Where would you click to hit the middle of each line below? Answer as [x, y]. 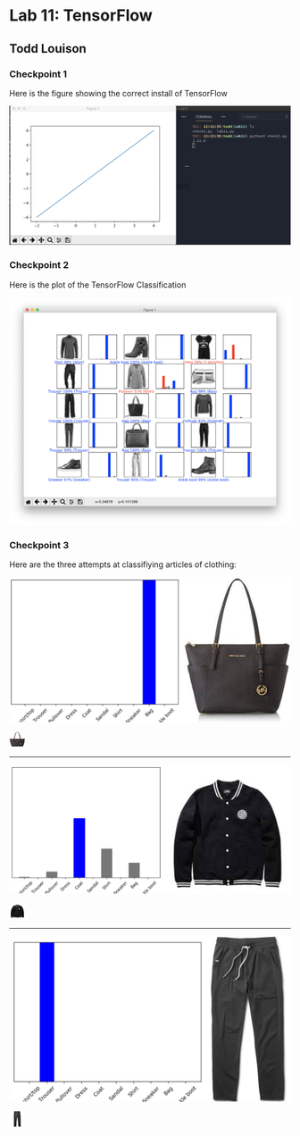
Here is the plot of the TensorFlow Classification [98, 284]
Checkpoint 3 [39, 545]
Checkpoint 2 [39, 265]
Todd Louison [48, 49]
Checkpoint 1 [38, 74]
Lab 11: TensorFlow [81, 16]
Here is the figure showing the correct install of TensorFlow [118, 93]
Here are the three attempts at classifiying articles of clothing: [123, 564]
